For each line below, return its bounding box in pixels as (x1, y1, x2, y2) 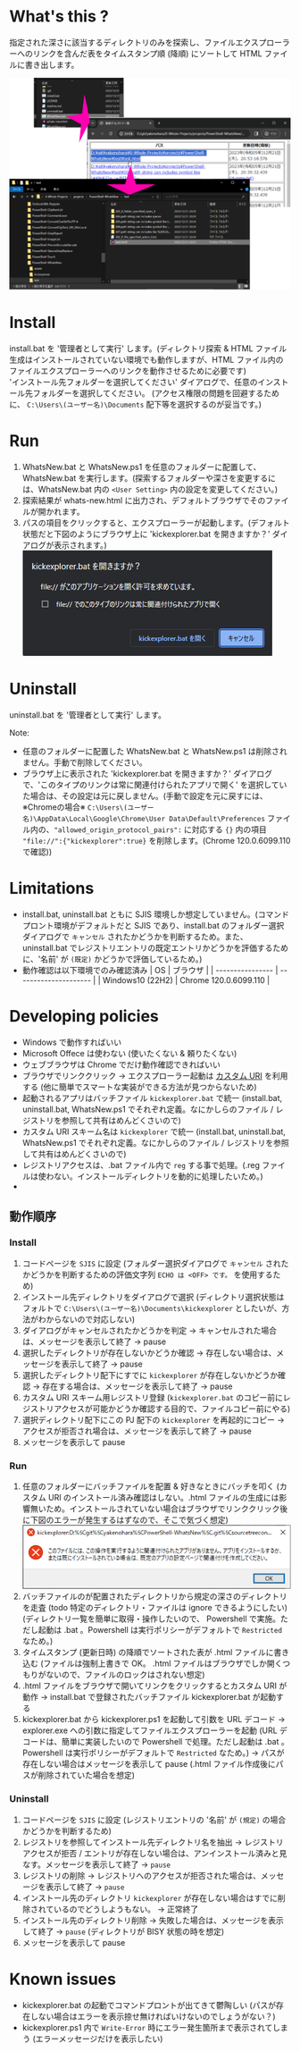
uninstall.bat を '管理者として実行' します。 (9, 710, 167, 720)
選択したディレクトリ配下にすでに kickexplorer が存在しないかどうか (21, 1369, 279, 1380)
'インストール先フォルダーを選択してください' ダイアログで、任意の (9, 377, 258, 388)
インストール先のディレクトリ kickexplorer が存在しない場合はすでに (21, 1892, 279, 1903)
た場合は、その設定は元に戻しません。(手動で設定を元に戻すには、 (21, 791, 268, 802)
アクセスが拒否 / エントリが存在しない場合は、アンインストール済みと (21, 1847, 279, 1858)
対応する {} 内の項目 (191, 824, 268, 835)
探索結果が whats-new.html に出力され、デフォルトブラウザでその (21, 495, 266, 506)
